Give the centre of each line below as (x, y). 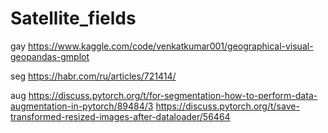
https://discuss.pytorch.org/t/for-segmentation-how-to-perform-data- (173, 95)
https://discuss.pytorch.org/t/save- (227, 106)
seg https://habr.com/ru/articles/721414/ (93, 76)
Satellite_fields (73, 18)
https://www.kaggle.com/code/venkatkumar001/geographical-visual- (171, 46)
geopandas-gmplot (50, 56)
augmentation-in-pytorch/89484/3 (82, 106)
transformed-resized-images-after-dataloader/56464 (120, 116)
